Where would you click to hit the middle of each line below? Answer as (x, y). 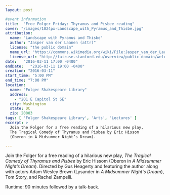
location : (16, 85)
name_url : (20, 52)
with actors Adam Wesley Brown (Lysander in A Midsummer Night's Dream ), (85, 172)
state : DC (20, 109)
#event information (26, 19)
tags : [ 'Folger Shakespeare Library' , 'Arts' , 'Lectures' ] (71, 118)
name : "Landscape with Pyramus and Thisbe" (56, 38)
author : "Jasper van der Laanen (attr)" (53, 43)
